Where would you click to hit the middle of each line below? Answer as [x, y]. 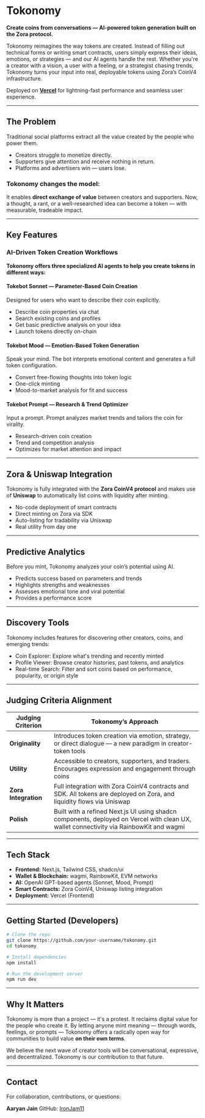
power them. [22, 143]
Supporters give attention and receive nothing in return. [85, 161]
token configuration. [32, 365]
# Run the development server [45, 974]
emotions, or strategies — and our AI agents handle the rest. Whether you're [102, 59]
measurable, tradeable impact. [45, 210]
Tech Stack [28, 855]
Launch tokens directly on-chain [56, 331]
